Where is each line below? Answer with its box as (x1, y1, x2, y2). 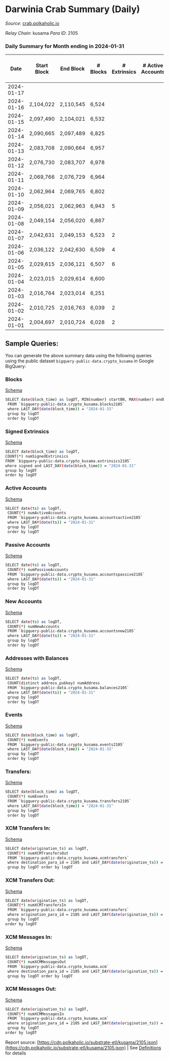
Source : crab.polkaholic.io (5, 20, 59, 26)
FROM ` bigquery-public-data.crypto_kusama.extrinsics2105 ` (5, 458, 132, 463)
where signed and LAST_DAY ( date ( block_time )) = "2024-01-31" (5, 463, 136, 468)
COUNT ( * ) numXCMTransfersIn (7, 903, 66, 908)
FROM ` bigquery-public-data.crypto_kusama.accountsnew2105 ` (7, 629, 136, 634)
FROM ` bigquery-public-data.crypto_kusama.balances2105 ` (7, 685, 129, 690)
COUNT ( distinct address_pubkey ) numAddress (7, 681, 100, 686)
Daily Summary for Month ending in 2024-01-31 (5, 42, 125, 50)
